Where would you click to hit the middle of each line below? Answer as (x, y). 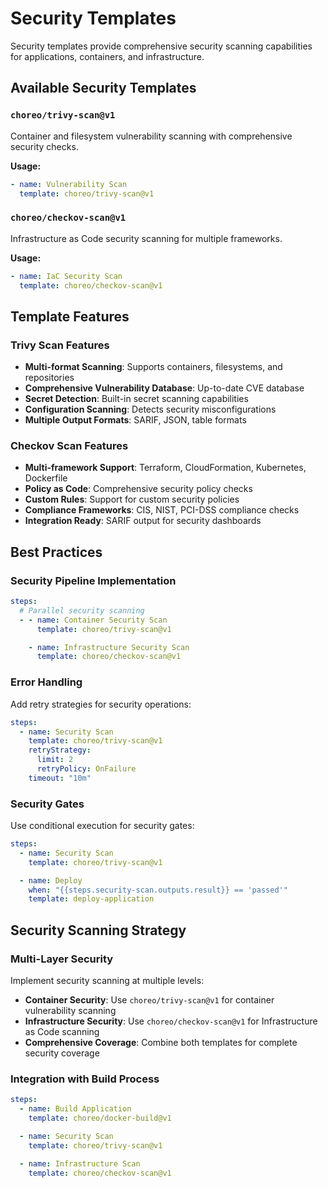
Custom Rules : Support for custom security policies (132, 499)
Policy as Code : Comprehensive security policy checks (138, 489)
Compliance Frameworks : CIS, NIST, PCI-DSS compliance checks (162, 510)
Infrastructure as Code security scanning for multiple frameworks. (146, 238)
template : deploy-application (91, 899)
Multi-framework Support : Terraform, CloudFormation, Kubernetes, (165, 468)
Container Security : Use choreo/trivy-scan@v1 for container (149, 1000)
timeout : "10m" (60, 778)
